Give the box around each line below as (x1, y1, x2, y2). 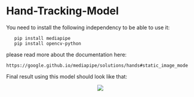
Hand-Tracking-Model (6, 4, 119, 18)
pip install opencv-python (14, 40, 82, 46)
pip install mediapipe (14, 35, 70, 41)
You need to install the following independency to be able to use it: (6, 24, 170, 31)
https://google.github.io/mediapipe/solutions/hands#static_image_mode (6, 62, 188, 68)
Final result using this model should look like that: (6, 73, 127, 80)
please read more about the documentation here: (6, 51, 127, 58)
